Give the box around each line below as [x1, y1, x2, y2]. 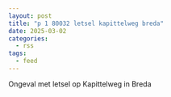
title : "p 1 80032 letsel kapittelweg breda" [8, 19, 164, 27]
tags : [8, 49, 27, 57]
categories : [8, 34, 48, 43]
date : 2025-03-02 [8, 27, 67, 35]
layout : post [8, 11, 52, 20]
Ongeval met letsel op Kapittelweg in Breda [8, 78, 152, 89]
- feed [15, 57, 38, 65]
